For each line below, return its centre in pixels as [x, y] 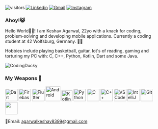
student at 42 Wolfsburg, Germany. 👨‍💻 [44, 41]
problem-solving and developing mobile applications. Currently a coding [78, 36]
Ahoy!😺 [15, 20]
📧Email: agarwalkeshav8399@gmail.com [46, 121]
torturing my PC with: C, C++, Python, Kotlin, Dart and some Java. [72, 56]
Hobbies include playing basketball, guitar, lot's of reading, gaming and [77, 51]
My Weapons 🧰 [23, 78]
